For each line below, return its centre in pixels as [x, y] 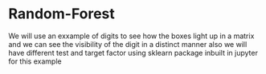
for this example [35, 61]
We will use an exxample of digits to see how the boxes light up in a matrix [131, 36]
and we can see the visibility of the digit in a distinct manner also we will [128, 44]
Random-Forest [61, 14]
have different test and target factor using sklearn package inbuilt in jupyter [133, 53]
